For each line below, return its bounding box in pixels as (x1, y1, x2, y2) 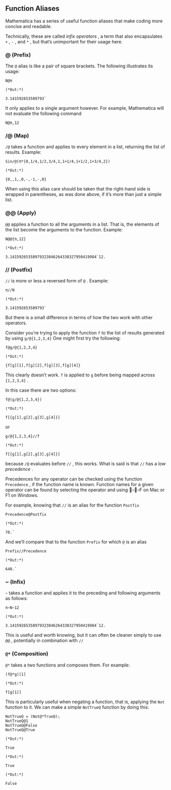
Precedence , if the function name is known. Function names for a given (5, 482, 154, 487)
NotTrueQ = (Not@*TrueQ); (5, 714, 60, 719)
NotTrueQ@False (5, 723, 38, 728)
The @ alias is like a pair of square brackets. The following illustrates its (5, 63, 153, 69)
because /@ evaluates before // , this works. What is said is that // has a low (5, 461, 166, 467)
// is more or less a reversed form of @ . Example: (5, 278, 109, 283)
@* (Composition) (5, 650, 48, 657)
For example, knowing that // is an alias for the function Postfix (5, 502, 139, 508)
